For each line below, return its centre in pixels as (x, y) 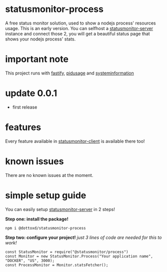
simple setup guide (46, 195)
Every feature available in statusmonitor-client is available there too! (75, 141)
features (23, 127)
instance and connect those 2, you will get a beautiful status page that (77, 33)
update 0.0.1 (31, 93)
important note (37, 59)
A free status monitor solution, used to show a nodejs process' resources (80, 23)
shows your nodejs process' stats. (40, 39)
